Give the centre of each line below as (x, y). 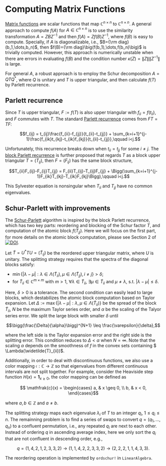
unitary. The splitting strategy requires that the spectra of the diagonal (77, 259)
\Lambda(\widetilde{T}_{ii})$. (35, 351)
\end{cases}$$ (83, 393)
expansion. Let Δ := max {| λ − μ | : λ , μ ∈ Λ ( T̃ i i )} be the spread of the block (81, 303)
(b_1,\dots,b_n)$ (21, 47)
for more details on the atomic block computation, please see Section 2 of (81, 237)
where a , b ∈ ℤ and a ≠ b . (32, 403)
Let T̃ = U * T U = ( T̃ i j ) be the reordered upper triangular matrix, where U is (80, 253)
